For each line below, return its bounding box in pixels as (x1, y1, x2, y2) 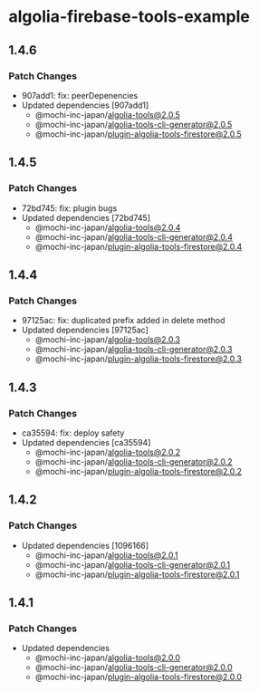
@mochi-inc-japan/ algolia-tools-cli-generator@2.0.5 (34, 119, 233, 130)
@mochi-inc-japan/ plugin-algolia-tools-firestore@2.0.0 (34, 672, 242, 683)
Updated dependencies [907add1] (21, 100, 149, 110)
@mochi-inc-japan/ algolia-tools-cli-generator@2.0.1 (34, 559, 231, 570)
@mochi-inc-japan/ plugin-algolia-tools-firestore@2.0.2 (34, 465, 242, 476)
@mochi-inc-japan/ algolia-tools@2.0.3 (34, 334, 180, 345)
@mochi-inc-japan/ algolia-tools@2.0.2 (34, 446, 181, 457)
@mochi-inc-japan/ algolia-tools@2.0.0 (34, 652, 181, 663)
